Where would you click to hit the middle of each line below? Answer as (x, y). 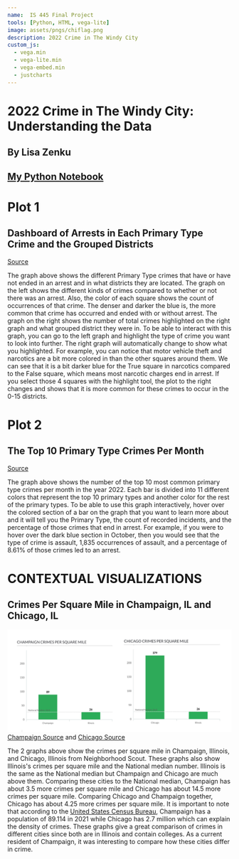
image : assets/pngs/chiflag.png (55, 30)
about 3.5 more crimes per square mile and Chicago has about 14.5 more (114, 789)
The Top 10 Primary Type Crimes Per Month (106, 451)
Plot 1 (23, 207)
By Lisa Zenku (39, 153)
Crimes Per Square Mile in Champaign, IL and (109, 605)
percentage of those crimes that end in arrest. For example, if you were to (116, 527)
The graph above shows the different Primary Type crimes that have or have (119, 275)
